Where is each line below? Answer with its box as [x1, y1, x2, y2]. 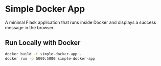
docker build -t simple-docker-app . [5, 51, 82, 56]
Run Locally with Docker [5, 39, 81, 47]
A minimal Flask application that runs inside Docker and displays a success [5, 19, 157, 25]
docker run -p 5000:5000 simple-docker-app [5, 56, 95, 61]
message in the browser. [5, 24, 55, 30]
